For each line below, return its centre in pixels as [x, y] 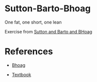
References [29, 52]
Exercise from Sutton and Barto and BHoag [48, 31]
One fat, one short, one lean [33, 22]
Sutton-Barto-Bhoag [48, 9]
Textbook [22, 75]
